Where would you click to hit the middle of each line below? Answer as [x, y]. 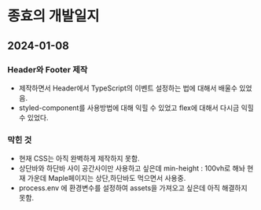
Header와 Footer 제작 [48, 69]
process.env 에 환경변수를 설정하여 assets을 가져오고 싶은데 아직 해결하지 [133, 188]
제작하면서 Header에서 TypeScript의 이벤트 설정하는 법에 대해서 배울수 [128, 88]
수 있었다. [33, 117]
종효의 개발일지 [53, 16]
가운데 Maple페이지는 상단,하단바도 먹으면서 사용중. [107, 179]
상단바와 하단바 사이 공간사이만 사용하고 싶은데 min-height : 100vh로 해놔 [132, 168]
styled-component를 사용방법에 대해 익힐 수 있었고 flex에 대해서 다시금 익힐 [136, 108]
